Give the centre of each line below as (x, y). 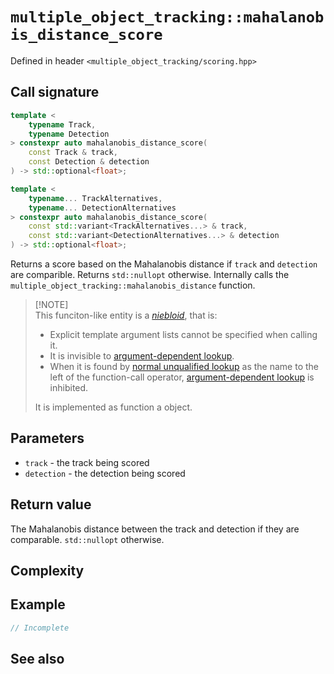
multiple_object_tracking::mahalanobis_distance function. (133, 285)
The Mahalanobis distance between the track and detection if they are (155, 529)
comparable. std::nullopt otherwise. (87, 539)
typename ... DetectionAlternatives (102, 208)
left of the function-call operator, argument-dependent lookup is (182, 377)
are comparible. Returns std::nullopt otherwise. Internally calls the (150, 274)
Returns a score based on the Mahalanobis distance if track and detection (164, 264)
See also (37, 659)
